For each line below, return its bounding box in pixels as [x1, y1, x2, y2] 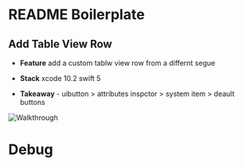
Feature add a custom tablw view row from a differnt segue [19, 58, 216, 68]
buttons [19, 98, 45, 106]
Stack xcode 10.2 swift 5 [19, 74, 101, 83]
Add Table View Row [8, 37, 113, 51]
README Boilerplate [8, 6, 145, 24]
